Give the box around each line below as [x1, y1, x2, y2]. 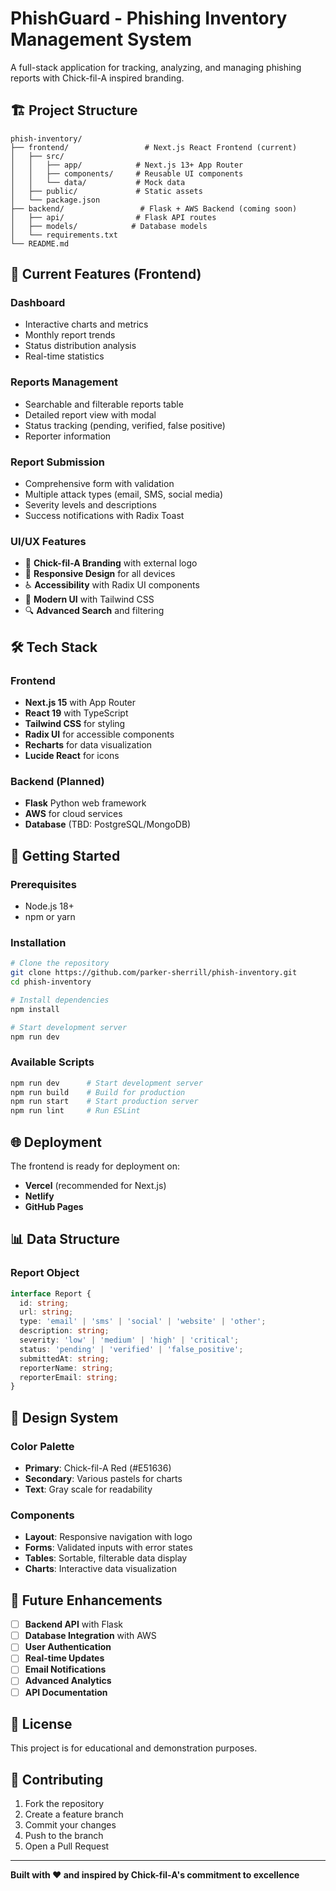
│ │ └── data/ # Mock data [10, 177, 186, 187]
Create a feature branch [24, 1808, 124, 1821]
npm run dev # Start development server [10, 1078, 203, 1088]
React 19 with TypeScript [24, 707, 129, 719]
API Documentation [24, 1686, 108, 1698]
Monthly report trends [24, 329, 116, 341]
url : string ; [19, 1307, 74, 1317]
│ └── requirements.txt [10, 230, 118, 240]
